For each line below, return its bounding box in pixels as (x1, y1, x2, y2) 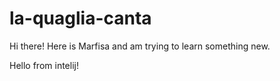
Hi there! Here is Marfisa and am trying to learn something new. (9, 40, 271, 52)
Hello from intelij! (9, 59, 79, 71)
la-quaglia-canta (9, 7, 152, 30)
